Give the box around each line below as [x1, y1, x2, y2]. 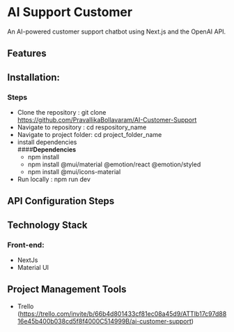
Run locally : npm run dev [17, 175, 91, 184]
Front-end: [7, 240, 45, 250]
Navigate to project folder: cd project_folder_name [17, 131, 162, 139]
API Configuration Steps [7, 195, 115, 207]
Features [7, 48, 47, 59]
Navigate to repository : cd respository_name [17, 123, 147, 131]
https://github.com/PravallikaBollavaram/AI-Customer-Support [17, 116, 197, 124]
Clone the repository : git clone [17, 108, 107, 117]
